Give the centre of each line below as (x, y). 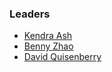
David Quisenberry (62, 57)
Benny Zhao (48, 46)
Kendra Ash (48, 36)
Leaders (30, 14)
